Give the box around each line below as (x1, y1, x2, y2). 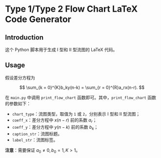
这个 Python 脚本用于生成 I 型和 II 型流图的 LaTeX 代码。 (5, 47, 118, 52)
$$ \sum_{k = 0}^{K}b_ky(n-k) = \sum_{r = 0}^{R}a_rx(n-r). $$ (19, 84, 145, 90)
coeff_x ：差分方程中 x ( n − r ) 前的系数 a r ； (12, 117, 97, 124)
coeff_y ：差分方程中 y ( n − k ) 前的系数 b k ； (12, 124, 99, 131)
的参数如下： (5, 100, 31, 106)
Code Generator (5, 14, 72, 25)
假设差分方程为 (5, 75, 35, 80)
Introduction (5, 33, 44, 41)
